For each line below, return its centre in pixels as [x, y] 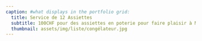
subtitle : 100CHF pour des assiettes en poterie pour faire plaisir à [102, 23]
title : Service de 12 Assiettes [52, 17]
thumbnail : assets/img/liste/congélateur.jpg [69, 29]
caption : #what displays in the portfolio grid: [68, 12]
